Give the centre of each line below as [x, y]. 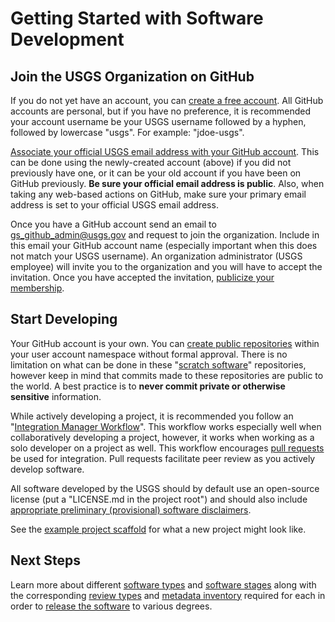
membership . [37, 288]
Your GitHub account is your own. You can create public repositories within [165, 343]
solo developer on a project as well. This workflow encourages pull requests [167, 448]
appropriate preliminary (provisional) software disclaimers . [131, 509]
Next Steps [45, 560]
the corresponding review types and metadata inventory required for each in [168, 595]
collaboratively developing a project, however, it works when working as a [162, 437]
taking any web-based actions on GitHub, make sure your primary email [158, 194]
